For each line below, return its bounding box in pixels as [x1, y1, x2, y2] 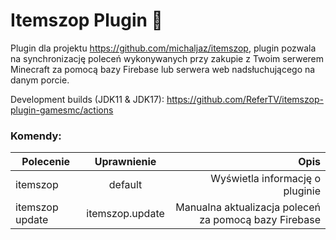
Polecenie [21, 155, 70, 169]
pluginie [283, 184, 321, 198]
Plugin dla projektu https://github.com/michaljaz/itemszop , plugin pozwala [10, 42, 317, 54]
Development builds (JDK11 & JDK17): [10, 93, 165, 105]
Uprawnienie [94, 155, 157, 169]
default [108, 178, 143, 192]
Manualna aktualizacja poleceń [175, 200, 321, 214]
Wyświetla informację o [210, 172, 321, 186]
